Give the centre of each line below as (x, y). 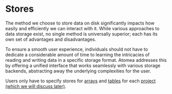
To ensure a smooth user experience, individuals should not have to (77, 49)
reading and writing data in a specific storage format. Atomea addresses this (86, 60)
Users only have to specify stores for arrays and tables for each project (81, 81)
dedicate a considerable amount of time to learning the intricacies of (78, 55)
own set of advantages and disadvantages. (51, 39)
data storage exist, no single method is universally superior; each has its (81, 34)
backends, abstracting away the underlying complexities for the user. (78, 71)
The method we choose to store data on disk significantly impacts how (80, 23)
